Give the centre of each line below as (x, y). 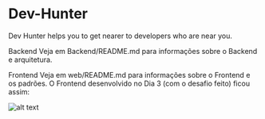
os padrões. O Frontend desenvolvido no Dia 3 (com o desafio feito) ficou (129, 83)
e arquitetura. (30, 59)
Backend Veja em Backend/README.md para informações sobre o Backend (133, 51)
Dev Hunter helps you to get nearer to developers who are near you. (121, 36)
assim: (19, 91)
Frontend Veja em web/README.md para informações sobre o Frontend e (129, 75)
